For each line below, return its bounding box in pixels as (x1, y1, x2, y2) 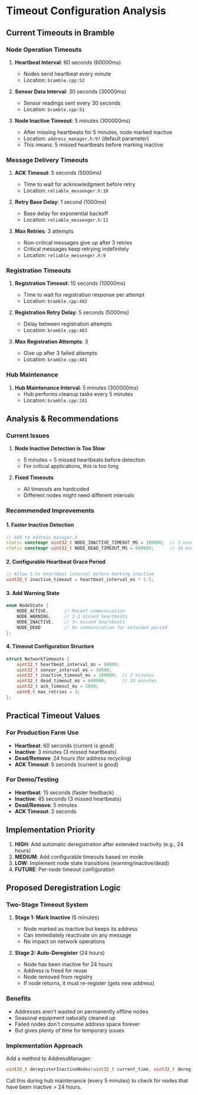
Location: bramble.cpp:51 (23, 105, 85, 113)
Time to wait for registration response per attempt (23, 291, 145, 298)
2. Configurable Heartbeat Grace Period (6, 558, 106, 565)
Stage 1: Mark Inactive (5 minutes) (14, 914, 100, 921)
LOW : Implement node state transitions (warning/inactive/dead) (14, 859, 170, 866)
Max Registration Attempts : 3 (14, 338, 88, 345)
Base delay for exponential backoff (23, 210, 108, 217)
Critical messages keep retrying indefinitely (23, 245, 130, 252)
